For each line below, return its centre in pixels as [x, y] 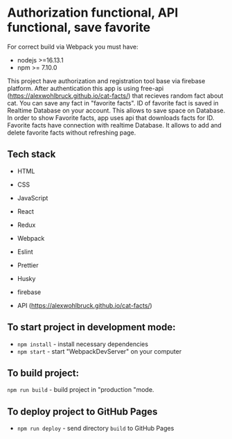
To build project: [43, 373]
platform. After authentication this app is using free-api [86, 88]
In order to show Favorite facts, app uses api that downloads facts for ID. [111, 118]
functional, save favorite [79, 27]
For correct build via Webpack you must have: [73, 46]
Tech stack [32, 154]
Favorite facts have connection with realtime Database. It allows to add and [114, 125]
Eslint [25, 252]
